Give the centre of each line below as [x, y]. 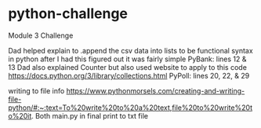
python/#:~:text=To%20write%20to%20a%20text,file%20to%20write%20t [130, 108]
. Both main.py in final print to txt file [90, 115]
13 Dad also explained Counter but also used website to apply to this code [127, 67]
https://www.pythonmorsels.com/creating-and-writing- [156, 90]
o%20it [20, 115]
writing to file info [36, 90]
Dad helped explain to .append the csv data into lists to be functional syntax [130, 50]
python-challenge [68, 14]
